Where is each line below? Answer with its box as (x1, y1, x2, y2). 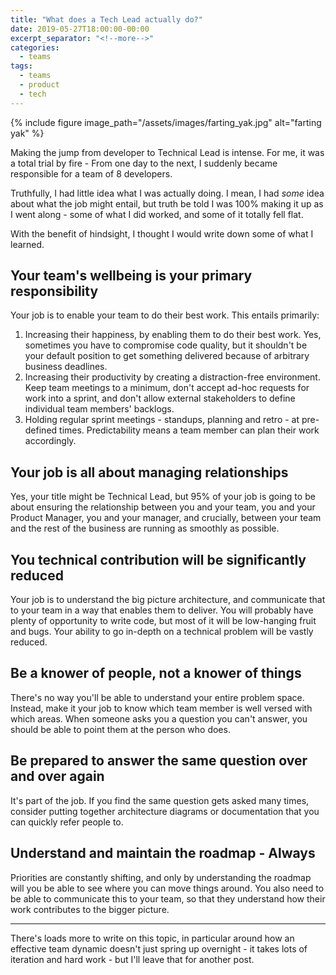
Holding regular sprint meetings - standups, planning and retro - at (24, 414, 300, 426)
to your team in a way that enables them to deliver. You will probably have (10, 604, 314, 616)
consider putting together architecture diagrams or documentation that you (10, 805, 320, 817)
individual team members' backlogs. (24, 403, 175, 415)
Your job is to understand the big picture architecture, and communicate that (10, 594, 326, 606)
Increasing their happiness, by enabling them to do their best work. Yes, (24, 329, 322, 341)
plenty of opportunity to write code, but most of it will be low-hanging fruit (10, 615, 317, 627)
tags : (10, 61, 33, 71)
